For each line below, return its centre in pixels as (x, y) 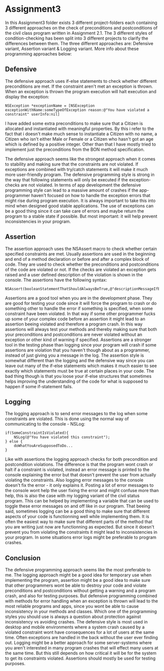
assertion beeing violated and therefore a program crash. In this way (74, 324)
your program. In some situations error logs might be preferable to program (81, 537)
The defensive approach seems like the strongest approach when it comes (80, 159)
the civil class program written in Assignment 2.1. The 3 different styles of (79, 33)
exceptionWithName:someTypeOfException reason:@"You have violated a (77, 110)
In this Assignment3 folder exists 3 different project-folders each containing (81, 23)
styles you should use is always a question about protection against (73, 617)
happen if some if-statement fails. (39, 386)
